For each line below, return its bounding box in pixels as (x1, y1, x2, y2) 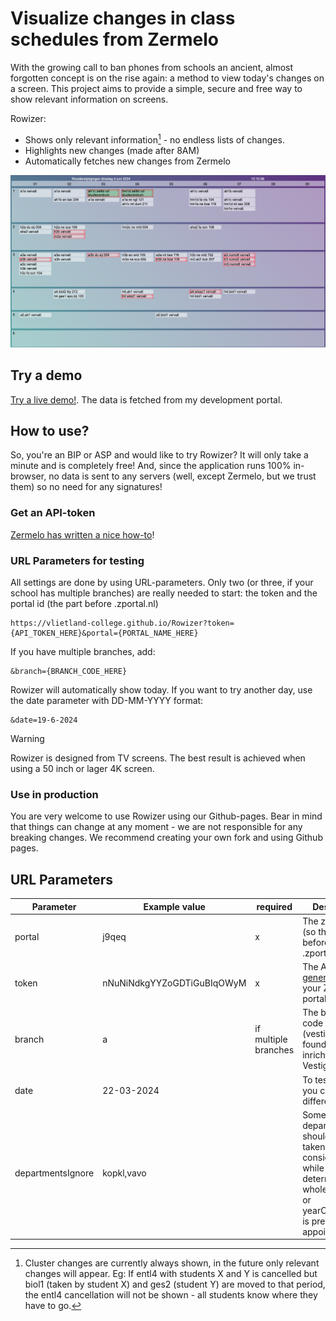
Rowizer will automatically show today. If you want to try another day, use (10, 683, 313, 696)
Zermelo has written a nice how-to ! (10, 528, 155, 541)
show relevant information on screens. (10, 93, 169, 105)
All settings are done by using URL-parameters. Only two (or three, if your (10, 576, 314, 588)
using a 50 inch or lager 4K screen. (10, 762, 155, 774)
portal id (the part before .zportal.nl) (10, 597, 159, 609)
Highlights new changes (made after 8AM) (24, 144, 200, 156)
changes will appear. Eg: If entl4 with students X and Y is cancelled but (24, 1268, 318, 1280)
